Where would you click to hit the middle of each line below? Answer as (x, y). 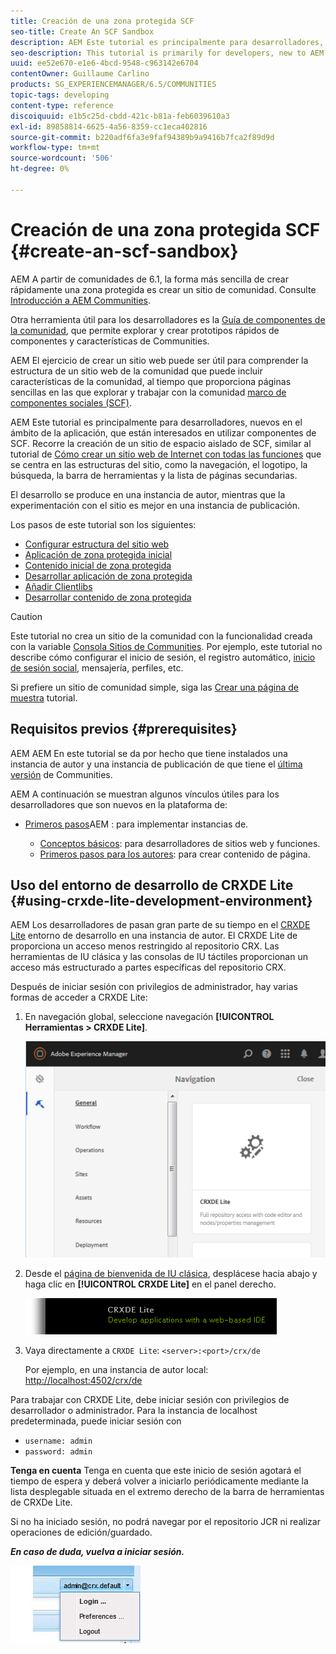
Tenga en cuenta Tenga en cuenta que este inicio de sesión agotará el (156, 1470)
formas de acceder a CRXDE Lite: (79, 997)
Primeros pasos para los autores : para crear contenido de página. (175, 854)
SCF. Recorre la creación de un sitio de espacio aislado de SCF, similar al (161, 443)
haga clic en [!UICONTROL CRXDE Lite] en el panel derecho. (150, 1284)
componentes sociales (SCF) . (71, 402)
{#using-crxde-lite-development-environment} (161, 900)
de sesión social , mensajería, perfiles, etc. (97, 667)
